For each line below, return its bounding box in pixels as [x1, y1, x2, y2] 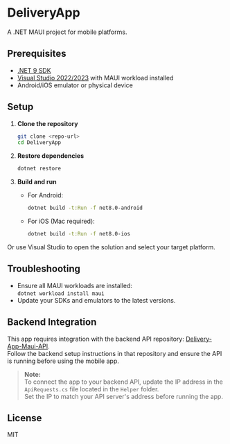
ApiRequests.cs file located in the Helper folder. [24, 384, 159, 393]
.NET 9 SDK [17, 66, 51, 74]
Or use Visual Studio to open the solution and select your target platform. [7, 242, 216, 251]
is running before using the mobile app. [7, 357, 119, 365]
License [7, 412, 42, 424]
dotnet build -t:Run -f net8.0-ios [27, 231, 130, 238]
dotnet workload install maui [17, 290, 105, 297]
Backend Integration [7, 317, 97, 328]
